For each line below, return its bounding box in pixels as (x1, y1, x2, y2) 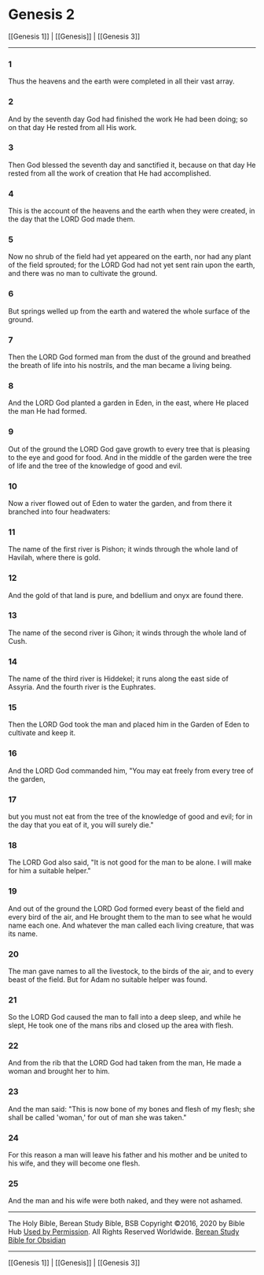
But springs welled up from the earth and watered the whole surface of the (8, 306, 251, 316)
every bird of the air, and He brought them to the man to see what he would (8, 912, 252, 921)
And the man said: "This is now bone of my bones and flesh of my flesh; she (8, 1104, 255, 1113)
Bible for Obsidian (8, 1236, 67, 1245)
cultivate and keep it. (8, 728, 76, 738)
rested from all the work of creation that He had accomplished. (8, 168, 211, 178)
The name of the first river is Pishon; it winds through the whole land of (8, 545, 238, 554)
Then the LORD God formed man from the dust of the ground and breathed (8, 352, 251, 362)
